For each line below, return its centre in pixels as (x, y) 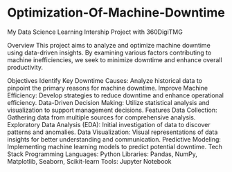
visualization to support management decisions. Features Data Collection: (112, 110)
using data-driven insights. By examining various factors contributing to (109, 52)
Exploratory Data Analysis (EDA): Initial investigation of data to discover (109, 124)
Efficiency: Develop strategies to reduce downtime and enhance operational (115, 95)
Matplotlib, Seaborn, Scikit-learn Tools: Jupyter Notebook (89, 161)
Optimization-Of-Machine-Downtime (116, 13)
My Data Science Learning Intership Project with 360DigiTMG (95, 32)
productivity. (25, 67)
